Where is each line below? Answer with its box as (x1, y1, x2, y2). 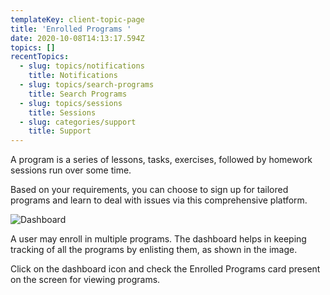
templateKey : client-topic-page (10, 14, 145, 25)
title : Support (28, 126, 92, 136)
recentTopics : (10, 52, 70, 62)
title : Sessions (28, 107, 97, 118)
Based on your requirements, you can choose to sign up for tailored (10, 184, 289, 196)
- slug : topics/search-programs (19, 80, 155, 90)
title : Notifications (28, 71, 118, 81)
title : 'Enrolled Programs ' (10, 24, 132, 34)
